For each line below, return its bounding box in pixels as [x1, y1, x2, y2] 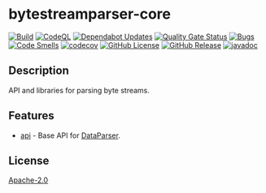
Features [8, 109, 55, 122]
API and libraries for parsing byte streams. [8, 85, 150, 95]
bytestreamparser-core [8, 5, 172, 24]
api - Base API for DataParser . [20, 131, 120, 140]
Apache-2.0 [8, 175, 49, 185]
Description [8, 64, 69, 78]
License [8, 153, 50, 167]
